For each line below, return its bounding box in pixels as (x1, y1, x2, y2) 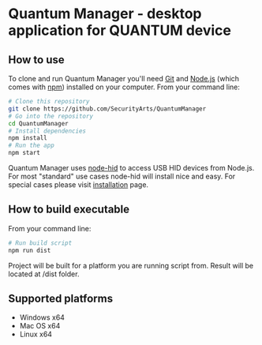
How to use (8, 53, 65, 66)
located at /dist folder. (8, 269, 80, 279)
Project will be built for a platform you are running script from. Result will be (8, 261, 254, 270)
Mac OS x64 (19, 321, 61, 331)
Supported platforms (8, 291, 113, 305)
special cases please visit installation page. (8, 180, 148, 189)
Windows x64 (19, 313, 65, 322)
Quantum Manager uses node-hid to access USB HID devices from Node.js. (8, 163, 255, 172)
